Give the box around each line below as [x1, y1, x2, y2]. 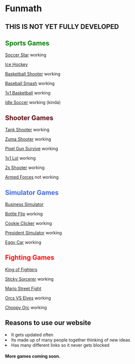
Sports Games [5, 39, 50, 47]
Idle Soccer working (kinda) [5, 99, 61, 105]
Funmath [5, 3, 42, 14]
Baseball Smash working [5, 80, 55, 86]
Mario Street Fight [5, 285, 42, 291]
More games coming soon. [5, 353, 61, 359]
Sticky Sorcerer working [5, 276, 54, 282]
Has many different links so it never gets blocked [11, 342, 110, 348]
